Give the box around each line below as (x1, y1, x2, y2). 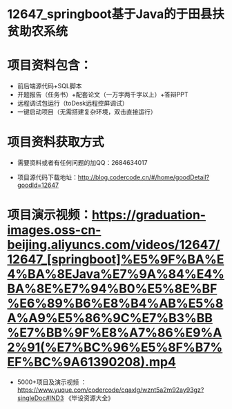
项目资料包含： (7, 58, 93, 73)
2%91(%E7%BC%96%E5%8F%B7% (7, 339, 223, 355)
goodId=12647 (17, 181, 59, 190)
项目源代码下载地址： (17, 173, 78, 181)
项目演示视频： (7, 208, 93, 223)
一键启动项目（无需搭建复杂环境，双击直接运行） (17, 108, 157, 116)
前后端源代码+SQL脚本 (17, 82, 82, 90)
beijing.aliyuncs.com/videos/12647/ (7, 237, 220, 252)
